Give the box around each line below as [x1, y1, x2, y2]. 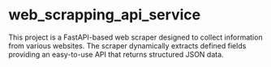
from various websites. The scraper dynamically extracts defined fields [8, 40, 247, 50]
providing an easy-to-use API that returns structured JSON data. [8, 49, 225, 59]
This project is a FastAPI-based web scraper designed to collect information [8, 32, 263, 42]
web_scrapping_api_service [8, 6, 201, 24]
